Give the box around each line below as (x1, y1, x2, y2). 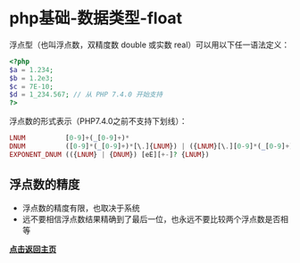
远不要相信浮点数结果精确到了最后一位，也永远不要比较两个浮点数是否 (21, 213, 281, 224)
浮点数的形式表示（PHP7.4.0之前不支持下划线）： (9, 116, 187, 127)
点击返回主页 (9, 243, 56, 254)
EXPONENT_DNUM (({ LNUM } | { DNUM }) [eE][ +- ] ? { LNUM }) (9, 150, 210, 159)
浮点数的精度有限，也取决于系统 (21, 202, 140, 213)
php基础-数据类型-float (9, 8, 183, 29)
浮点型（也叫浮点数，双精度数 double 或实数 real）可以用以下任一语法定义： (9, 39, 290, 50)
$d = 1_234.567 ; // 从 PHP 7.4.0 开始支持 (9, 90, 163, 99)
